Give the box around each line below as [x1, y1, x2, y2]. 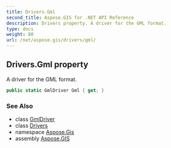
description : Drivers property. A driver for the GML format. [6, 20, 167, 26]
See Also [6, 101, 33, 110]
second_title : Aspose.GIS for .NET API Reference [6, 15, 135, 21]
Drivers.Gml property [6, 59, 89, 70]
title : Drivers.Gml [6, 8, 56, 15]
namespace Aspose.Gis [15, 128, 75, 135]
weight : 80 [6, 32, 34, 38]
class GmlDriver [15, 115, 55, 123]
